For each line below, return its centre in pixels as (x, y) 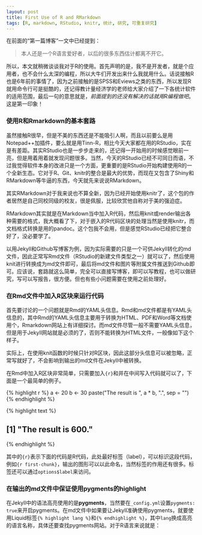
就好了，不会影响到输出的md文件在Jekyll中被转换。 (81, 360)
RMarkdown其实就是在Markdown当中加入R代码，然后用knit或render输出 (96, 213)
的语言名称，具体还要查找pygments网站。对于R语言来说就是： (84, 525)
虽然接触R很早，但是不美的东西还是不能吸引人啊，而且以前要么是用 (90, 135)
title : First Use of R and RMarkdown (54, 17)
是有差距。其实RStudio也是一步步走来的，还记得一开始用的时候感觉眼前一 (98, 150)
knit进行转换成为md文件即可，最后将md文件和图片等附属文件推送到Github (98, 264)
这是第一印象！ (25, 104)
